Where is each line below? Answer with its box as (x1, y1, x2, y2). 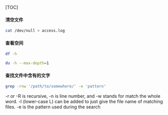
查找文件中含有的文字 (5, 72, 50, 78)
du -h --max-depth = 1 (5, 61, 50, 66)
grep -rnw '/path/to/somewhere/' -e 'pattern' (5, 84, 106, 89)
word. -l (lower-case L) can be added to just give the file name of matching (5, 99, 163, 105)
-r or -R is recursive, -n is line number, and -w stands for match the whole (5, 93, 161, 99)
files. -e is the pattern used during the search (5, 104, 101, 110)
